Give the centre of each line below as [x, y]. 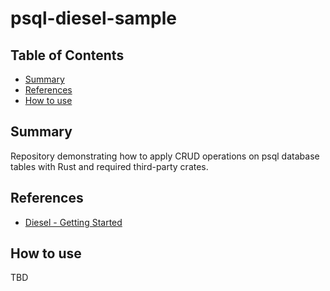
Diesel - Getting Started [73, 222]
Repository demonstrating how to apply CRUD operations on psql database [165, 156]
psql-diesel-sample [94, 18]
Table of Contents [67, 55]
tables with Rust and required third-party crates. [109, 166]
